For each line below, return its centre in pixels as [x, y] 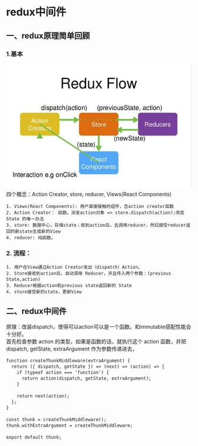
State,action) [24, 279]
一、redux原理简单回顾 [48, 36]
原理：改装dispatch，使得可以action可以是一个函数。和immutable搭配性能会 [99, 326]
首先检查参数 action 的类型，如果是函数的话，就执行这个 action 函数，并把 [96, 341]
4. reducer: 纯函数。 [31, 237]
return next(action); [43, 396]
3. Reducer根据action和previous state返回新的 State [69, 285]
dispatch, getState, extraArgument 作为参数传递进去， [72, 349]
